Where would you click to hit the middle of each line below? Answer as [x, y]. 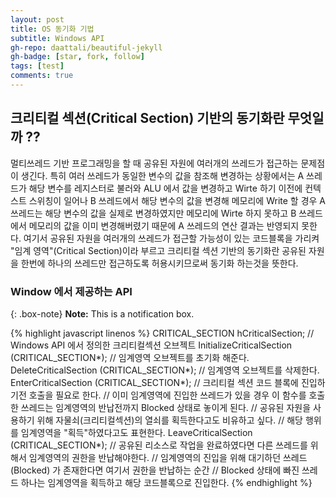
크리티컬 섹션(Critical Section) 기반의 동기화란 [147, 118]
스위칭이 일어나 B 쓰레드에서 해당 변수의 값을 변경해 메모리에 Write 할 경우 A [177, 200]
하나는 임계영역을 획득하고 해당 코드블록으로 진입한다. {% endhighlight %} [166, 482]
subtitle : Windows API [57, 38]
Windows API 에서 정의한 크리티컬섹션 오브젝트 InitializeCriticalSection [151, 345]
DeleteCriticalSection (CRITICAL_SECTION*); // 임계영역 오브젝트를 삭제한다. [165, 370]
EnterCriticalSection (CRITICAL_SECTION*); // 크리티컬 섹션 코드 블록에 [154, 382]
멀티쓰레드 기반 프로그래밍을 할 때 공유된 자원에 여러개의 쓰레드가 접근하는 [154, 163]
